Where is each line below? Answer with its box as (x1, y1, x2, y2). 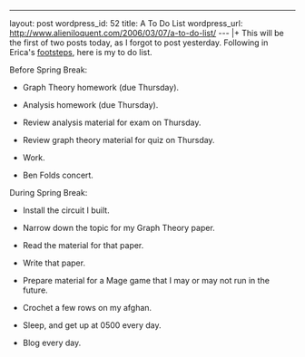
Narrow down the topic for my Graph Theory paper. (22, 223, 215, 233)
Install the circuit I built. (22, 205, 111, 216)
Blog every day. (22, 337, 82, 348)
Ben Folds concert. (22, 169, 93, 180)
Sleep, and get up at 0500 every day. (22, 320, 162, 331)
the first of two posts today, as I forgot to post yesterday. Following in (9, 37, 269, 48)
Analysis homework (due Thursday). (22, 100, 159, 110)
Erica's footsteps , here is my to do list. (9, 47, 152, 57)
